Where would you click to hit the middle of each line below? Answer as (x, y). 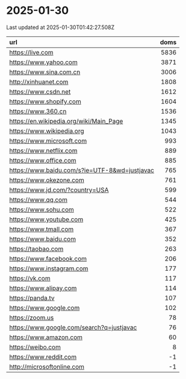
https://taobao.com (36, 248)
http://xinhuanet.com (39, 82)
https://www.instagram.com (49, 268)
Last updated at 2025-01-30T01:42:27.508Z (60, 27)
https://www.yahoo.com (44, 62)
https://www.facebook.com (48, 259)
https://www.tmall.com (42, 229)
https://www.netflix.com (43, 151)
